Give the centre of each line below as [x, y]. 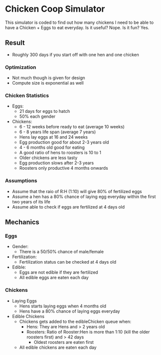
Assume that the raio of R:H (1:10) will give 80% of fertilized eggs [77, 191]
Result [15, 43]
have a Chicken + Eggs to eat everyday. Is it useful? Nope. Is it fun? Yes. [77, 27]
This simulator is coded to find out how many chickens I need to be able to [79, 22]
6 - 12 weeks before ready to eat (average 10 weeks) [72, 127]
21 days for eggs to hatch [45, 111]
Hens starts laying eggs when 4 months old [63, 306]
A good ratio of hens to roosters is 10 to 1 [60, 153]
